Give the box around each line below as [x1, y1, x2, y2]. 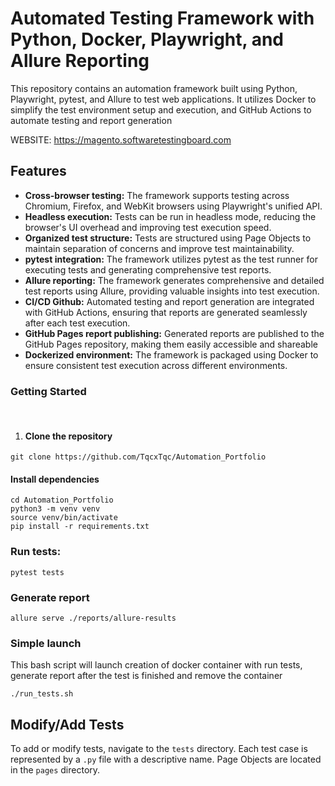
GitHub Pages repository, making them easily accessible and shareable [24, 338, 318, 350]
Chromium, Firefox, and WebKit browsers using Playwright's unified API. [24, 200, 323, 212]
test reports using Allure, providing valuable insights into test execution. [24, 285, 320, 297]
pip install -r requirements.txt [10, 522, 150, 532]
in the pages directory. [10, 764, 101, 776]
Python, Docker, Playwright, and [10, 28, 285, 51]
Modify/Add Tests [10, 716, 125, 733]
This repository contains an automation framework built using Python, [10, 82, 298, 94]
